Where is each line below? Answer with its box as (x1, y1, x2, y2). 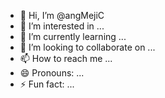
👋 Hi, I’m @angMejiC (19, 10, 105, 21)
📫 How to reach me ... (19, 53, 113, 64)
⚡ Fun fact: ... (19, 78, 75, 90)
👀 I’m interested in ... (19, 20, 105, 32)
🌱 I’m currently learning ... (19, 31, 127, 42)
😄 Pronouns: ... (19, 67, 85, 79)
